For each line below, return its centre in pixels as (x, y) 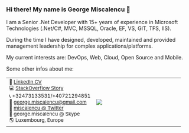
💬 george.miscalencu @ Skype (45, 114)
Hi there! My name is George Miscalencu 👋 (68, 9)
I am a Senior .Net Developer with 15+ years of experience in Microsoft (92, 22)
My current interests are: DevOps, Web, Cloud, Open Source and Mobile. (94, 58)
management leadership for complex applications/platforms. (80, 46)
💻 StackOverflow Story (36, 88)
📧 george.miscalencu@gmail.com (48, 102)
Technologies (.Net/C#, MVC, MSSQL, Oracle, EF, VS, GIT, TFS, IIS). (89, 28)
